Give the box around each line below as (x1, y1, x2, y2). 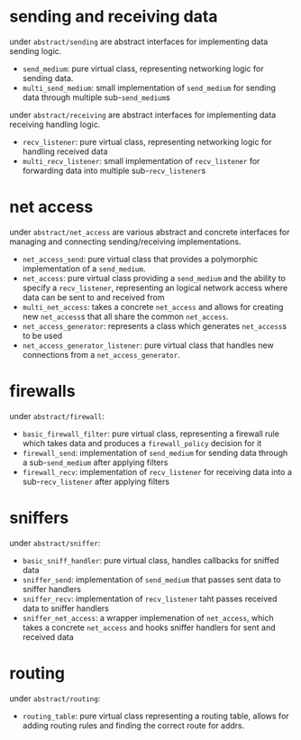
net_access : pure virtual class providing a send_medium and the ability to (22, 272, 287, 283)
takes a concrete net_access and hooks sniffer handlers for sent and (22, 622, 277, 633)
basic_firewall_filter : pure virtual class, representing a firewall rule (22, 428, 279, 439)
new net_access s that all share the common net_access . (22, 311, 229, 322)
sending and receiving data (9, 6, 218, 27)
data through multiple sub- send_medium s (22, 92, 171, 103)
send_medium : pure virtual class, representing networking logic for (22, 63, 264, 74)
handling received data (22, 146, 108, 157)
